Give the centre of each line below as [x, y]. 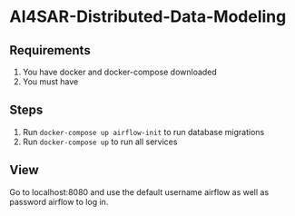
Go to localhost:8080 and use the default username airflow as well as [139, 191]
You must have [50, 82]
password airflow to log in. [59, 201]
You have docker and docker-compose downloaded [120, 72]
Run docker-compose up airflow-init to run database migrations [143, 132]
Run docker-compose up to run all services [100, 142]
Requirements [50, 50]
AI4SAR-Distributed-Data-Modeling [148, 17]
